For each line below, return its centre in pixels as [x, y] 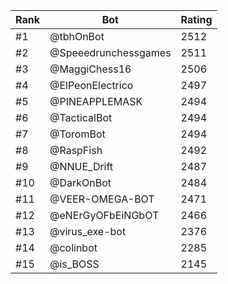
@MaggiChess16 [90, 69]
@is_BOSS [74, 264]
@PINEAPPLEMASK [96, 101]
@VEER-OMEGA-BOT [102, 199]
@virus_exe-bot [88, 231]
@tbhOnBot [77, 36]
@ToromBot [77, 134]
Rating [196, 19]
